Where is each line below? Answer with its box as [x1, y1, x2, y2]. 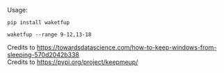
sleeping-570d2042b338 [7, 51, 80, 59]
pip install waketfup [7, 19, 70, 26]
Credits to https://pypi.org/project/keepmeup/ [7, 58, 138, 66]
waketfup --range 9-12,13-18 [7, 31, 92, 38]
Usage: [7, 6, 28, 14]
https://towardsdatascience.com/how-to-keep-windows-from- [36, 43, 217, 51]
